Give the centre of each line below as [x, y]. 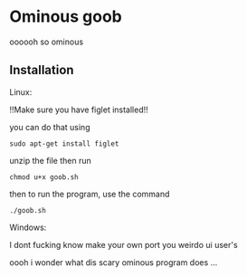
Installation [42, 70]
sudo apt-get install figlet [64, 143]
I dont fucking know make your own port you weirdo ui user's [123, 244]
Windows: [28, 227]
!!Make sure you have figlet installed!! [79, 110]
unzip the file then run [51, 160]
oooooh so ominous [47, 42]
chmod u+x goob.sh [44, 177]
